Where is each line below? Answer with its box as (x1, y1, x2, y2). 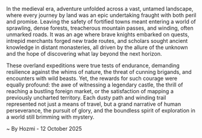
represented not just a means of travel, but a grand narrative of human (6, 100, 181, 108)
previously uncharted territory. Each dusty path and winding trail (6, 94, 166, 101)
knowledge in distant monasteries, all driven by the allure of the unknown (6, 44, 188, 51)
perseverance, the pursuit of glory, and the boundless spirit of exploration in (6, 107, 196, 114)
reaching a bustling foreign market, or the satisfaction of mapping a (6, 88, 174, 94)
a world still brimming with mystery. (6, 113, 95, 120)
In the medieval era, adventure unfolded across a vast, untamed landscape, (6, 5, 194, 12)
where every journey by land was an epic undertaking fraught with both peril (6, 11, 197, 19)
